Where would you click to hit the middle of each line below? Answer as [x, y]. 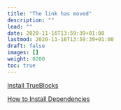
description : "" [31, 20]
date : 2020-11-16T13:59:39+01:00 [56, 33]
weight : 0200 [26, 59]
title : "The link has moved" [50, 14]
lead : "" [20, 26]
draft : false [26, 46]
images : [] [23, 53]
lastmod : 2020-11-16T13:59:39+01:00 [60, 40]
